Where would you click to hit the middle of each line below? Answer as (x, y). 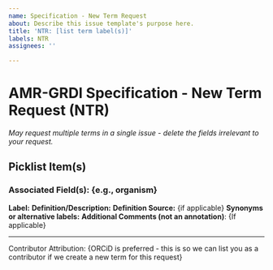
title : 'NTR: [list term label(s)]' (70, 31)
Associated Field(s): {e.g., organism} (83, 190)
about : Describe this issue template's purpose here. (102, 24)
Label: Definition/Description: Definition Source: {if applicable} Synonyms (136, 208)
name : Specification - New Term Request (78, 16)
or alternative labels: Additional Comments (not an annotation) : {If (122, 216)
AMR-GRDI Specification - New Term (135, 93)
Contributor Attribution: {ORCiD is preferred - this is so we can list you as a (133, 248)
